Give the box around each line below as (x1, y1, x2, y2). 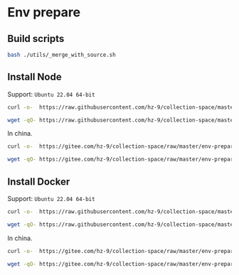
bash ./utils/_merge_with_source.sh (7, 51, 116, 58)
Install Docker (7, 176, 70, 188)
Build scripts (7, 33, 65, 45)
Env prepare (7, 4, 81, 21)
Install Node (7, 71, 62, 83)
